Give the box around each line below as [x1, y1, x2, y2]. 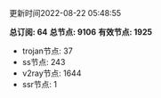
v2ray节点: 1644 [21, 68, 82, 78]
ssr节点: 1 [21, 79, 58, 89]
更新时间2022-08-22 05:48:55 [9, 8, 122, 18]
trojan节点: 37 [21, 45, 73, 56]
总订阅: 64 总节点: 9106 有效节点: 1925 [9, 27, 153, 37]
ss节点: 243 [21, 57, 66, 67]
